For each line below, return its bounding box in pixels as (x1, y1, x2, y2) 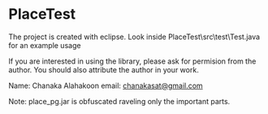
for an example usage (8, 40, 81, 50)
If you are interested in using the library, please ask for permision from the (8, 56, 257, 66)
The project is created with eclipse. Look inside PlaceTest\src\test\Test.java (8, 32, 261, 42)
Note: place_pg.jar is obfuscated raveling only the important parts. (8, 96, 231, 106)
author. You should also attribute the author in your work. (8, 64, 199, 74)
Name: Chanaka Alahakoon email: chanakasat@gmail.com (8, 81, 203, 90)
